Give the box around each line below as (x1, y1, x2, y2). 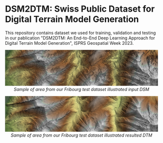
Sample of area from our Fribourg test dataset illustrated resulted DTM (10, 132, 153, 138)
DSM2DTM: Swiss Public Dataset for (5, 3, 155, 15)
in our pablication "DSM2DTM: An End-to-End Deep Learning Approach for (5, 35, 155, 41)
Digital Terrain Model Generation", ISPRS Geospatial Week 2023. (5, 40, 134, 46)
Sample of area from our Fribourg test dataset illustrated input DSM (14, 86, 149, 92)
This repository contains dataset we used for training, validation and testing (5, 30, 156, 36)
